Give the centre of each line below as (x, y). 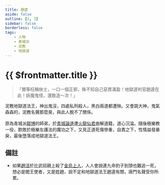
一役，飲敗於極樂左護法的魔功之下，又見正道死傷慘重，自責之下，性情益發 (80, 130)
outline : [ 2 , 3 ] (22, 19)
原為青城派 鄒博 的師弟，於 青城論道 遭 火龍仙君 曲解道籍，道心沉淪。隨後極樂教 (82, 123)
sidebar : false (21, 23)
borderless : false (24, 28)
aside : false (18, 14)
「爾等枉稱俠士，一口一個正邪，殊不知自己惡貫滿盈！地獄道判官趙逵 (86, 90)
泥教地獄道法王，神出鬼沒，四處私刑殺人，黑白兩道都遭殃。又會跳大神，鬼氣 (82, 106)
